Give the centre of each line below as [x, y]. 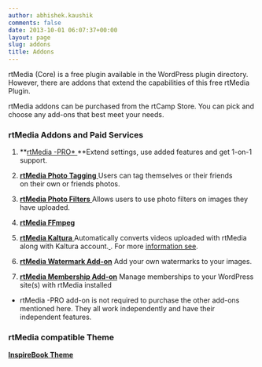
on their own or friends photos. [70, 184]
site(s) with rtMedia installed [66, 285]
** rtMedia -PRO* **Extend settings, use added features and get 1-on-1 [136, 152]
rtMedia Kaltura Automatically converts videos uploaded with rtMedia [133, 238]
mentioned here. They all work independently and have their [117, 309]
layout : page [30, 37]
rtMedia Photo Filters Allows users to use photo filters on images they [134, 199]
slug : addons [30, 45]
